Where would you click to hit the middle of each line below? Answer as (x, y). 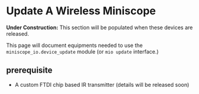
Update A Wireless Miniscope (81, 11)
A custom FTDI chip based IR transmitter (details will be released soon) (102, 84)
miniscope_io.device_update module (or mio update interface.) (83, 51)
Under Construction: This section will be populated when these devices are (99, 27)
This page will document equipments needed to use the (74, 45)
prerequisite (29, 70)
